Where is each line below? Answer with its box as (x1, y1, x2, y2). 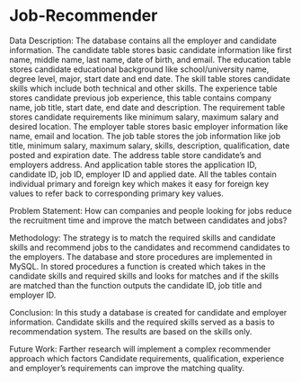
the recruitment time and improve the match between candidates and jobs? (9, 215, 288, 226)
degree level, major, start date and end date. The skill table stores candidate (9, 73, 290, 84)
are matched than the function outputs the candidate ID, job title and (9, 280, 262, 290)
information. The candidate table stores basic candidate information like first (9, 44, 292, 55)
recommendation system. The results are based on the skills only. (9, 325, 252, 337)
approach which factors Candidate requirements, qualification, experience (9, 352, 285, 364)
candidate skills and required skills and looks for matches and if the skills (9, 271, 279, 281)
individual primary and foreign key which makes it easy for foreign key (9, 178, 270, 189)
